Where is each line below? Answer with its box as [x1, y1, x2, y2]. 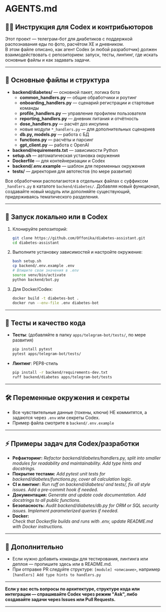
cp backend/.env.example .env [12, 264, 75, 269]
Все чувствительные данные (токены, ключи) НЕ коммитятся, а [12, 409, 147, 415]
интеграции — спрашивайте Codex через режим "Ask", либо [5, 591, 137, 597]
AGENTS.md [5, 3, 58, 14]
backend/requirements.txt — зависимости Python [12, 147, 118, 153]
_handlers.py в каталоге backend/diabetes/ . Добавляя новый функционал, [5, 183, 160, 189]
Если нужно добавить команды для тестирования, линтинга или [12, 556, 148, 562]
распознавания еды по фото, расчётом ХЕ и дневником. [5, 41, 124, 47]
